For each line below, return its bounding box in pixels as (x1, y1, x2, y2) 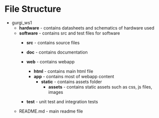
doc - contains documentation (26, 49, 88, 55)
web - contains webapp (26, 59, 75, 64)
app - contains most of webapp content (33, 73, 114, 79)
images (48, 89, 63, 95)
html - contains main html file (33, 68, 94, 74)
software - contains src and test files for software (19, 30, 120, 36)
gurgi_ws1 (11, 20, 32, 26)
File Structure (4, 3, 61, 15)
